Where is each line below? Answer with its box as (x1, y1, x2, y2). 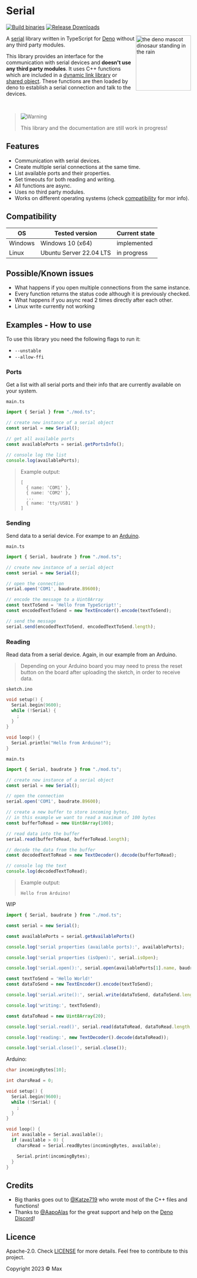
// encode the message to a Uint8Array (6, 597, 104, 603)
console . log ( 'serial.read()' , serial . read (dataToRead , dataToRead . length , (6, 1024, 193, 1030)
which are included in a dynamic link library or (6, 71, 117, 78)
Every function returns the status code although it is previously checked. (14, 290, 191, 298)
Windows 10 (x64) (40, 239, 93, 247)
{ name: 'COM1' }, (26, 484, 71, 491)
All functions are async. (14, 182, 72, 189)
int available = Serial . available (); (11, 1131, 104, 1138)
